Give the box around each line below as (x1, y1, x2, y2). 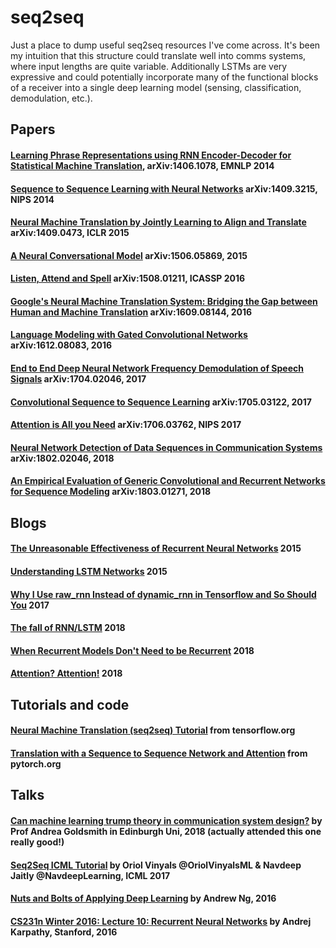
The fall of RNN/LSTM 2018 (10, 622, 126, 634)
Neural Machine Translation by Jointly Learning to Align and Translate (10, 216, 307, 228)
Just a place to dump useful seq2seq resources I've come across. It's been (10, 39, 321, 51)
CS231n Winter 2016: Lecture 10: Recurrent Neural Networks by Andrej (10, 915, 312, 927)
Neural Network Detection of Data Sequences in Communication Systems (10, 441, 323, 453)
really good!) (10, 836, 65, 848)
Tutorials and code (10, 696, 130, 713)
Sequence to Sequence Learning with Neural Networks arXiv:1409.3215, (10, 182, 318, 195)
